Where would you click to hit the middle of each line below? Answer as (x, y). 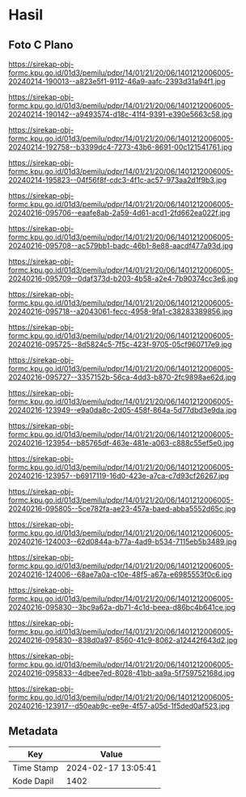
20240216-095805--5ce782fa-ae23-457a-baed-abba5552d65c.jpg (122, 509)
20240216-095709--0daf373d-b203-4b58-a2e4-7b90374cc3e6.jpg (123, 278)
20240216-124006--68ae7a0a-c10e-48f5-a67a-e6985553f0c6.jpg (120, 574)
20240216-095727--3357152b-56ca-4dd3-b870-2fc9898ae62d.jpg (122, 377)
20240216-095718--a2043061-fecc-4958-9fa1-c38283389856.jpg (121, 312)
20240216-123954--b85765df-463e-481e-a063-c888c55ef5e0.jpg (121, 443)
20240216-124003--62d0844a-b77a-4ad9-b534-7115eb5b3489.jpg (123, 541)
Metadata (33, 731)
